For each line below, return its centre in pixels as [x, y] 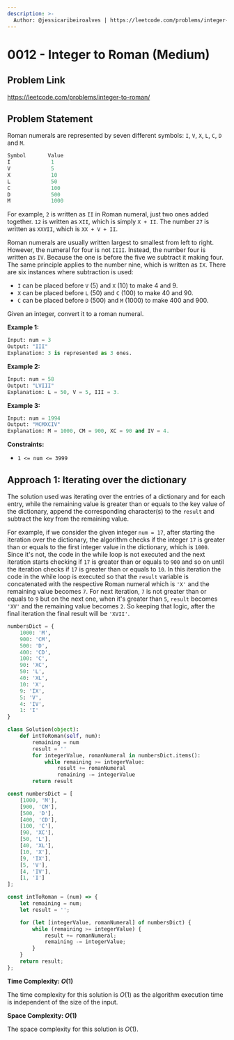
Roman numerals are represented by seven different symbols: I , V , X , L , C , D [115, 136]
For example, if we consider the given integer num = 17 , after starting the [111, 532]
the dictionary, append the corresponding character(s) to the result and [111, 511]
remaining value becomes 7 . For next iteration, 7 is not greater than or [107, 591]
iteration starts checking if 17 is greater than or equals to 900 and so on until [116, 562]
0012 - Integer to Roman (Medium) [109, 55]
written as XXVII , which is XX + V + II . [63, 229]
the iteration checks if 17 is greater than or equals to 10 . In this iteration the [114, 569]
